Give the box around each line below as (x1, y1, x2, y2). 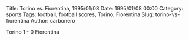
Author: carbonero (30, 17, 75, 24)
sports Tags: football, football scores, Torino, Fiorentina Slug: (6, 11, 154, 18)
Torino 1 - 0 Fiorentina (6, 28, 60, 35)
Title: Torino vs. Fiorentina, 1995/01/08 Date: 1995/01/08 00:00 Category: (6, 5, 184, 12)
